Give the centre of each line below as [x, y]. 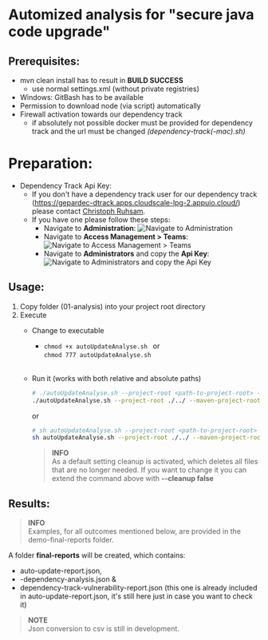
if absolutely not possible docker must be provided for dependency [142, 123]
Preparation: [51, 163]
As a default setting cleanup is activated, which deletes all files [155, 462]
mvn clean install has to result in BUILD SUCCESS [101, 80]
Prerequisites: [44, 61]
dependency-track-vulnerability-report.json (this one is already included [138, 588]
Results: [29, 504]
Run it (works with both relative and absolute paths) [116, 378]
